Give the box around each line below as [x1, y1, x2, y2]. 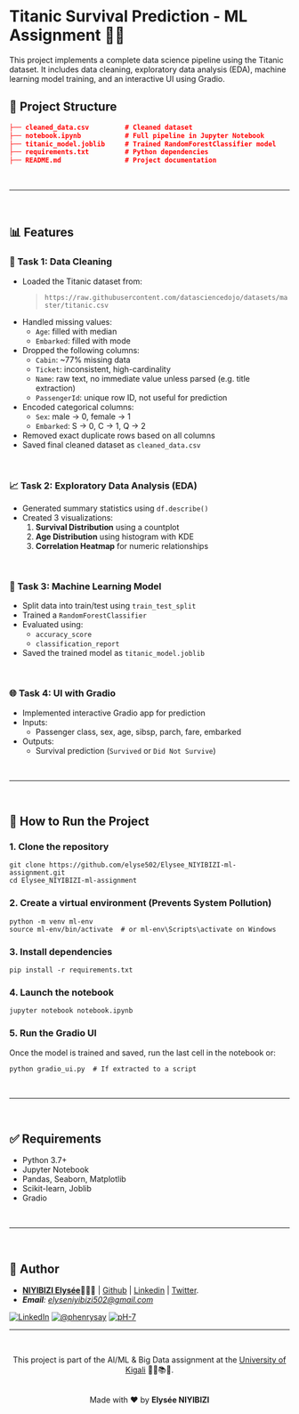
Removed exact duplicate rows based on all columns [21, 430, 215, 440]
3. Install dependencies [9, 945, 113, 957]
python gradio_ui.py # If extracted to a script [9, 1064, 198, 1073]
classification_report [35, 640, 120, 649]
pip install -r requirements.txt [9, 966, 133, 974]
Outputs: [21, 736, 55, 747]
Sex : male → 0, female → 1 [35, 411, 131, 422]
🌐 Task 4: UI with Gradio [9, 687, 116, 699]
